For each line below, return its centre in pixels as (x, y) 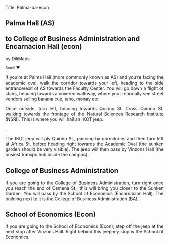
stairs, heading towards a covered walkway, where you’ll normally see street (84, 93)
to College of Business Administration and (72, 39)
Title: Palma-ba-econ (27, 7)
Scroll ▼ (13, 68)
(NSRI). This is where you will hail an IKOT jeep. (54, 119)
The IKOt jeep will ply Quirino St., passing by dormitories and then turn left (84, 138)
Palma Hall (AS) (30, 23)
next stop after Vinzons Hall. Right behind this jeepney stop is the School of (84, 232)
